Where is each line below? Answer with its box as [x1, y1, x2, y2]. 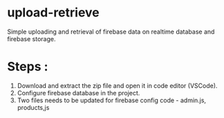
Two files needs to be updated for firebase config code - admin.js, [17, 96, 206, 104]
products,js [17, 103, 50, 111]
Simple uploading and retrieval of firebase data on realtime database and [7, 27, 215, 36]
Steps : [7, 59, 48, 75]
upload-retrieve [7, 5, 100, 21]
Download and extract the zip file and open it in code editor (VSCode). [17, 81, 218, 90]
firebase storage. [7, 34, 56, 43]
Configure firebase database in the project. [17, 88, 140, 97]
